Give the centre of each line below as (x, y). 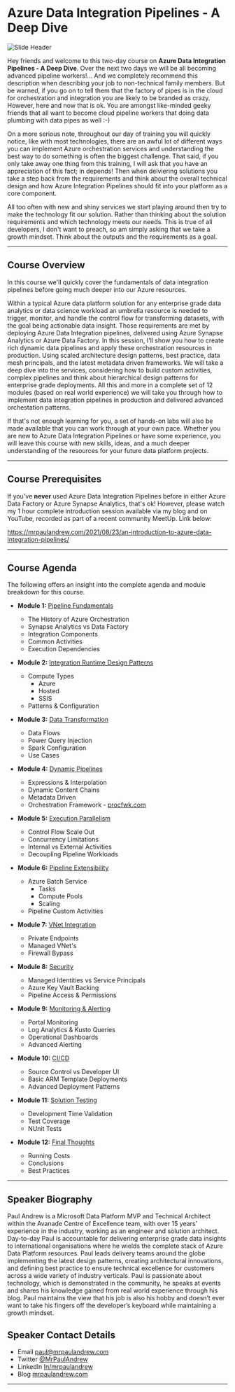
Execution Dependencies (64, 649)
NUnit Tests (45, 1129)
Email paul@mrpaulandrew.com (63, 1352)
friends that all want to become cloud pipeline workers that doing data (108, 113)
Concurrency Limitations (63, 840)
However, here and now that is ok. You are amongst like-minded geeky (109, 105)
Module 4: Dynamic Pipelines (60, 769)
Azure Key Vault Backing (63, 988)
